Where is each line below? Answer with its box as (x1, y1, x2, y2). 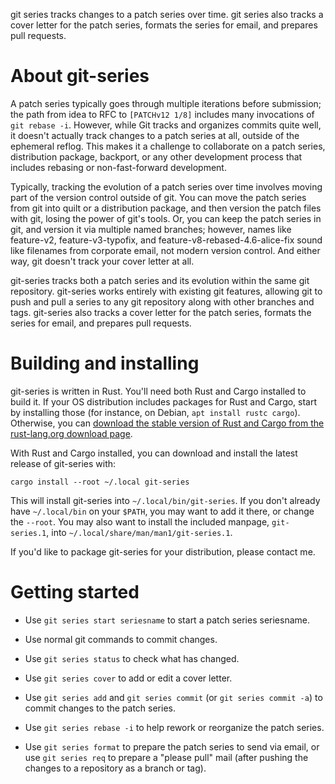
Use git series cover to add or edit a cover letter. (24, 672, 233, 684)
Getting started (10, 581, 140, 604)
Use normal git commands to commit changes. (24, 633, 218, 645)
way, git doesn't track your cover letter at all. (10, 255, 195, 267)
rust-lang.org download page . (10, 427, 133, 439)
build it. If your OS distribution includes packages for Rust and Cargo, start (10, 395, 318, 408)
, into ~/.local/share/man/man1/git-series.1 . (46, 526, 233, 538)
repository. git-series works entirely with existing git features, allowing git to (10, 285, 323, 297)
